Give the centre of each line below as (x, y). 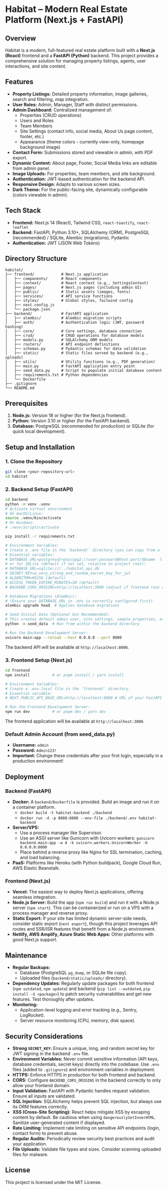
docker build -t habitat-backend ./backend (66, 813)
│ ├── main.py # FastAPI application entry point (70, 366)
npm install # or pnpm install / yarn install (64, 675)
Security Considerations (44, 1036)
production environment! (38, 761)
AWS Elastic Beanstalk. (36, 868)
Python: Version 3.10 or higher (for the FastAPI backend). (71, 421)
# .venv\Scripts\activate (32, 528)
